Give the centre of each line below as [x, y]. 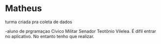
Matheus [23, 8]
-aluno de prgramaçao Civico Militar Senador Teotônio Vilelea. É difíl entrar [81, 31]
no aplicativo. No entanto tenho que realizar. [50, 36]
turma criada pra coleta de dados [39, 22]
